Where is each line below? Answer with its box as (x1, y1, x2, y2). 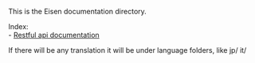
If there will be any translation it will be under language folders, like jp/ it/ (8, 46, 247, 54)
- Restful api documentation (8, 31, 100, 39)
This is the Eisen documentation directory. (8, 7, 147, 16)
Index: (8, 22, 29, 31)
